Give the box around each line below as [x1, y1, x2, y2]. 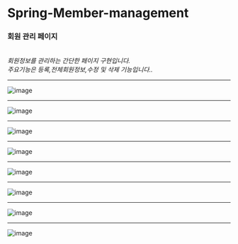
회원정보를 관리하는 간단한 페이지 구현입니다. [7, 57, 131, 65]
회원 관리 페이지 [7, 32, 58, 42]
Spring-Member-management [7, 5, 189, 21]
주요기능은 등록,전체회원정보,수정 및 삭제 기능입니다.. [7, 65, 154, 74]
